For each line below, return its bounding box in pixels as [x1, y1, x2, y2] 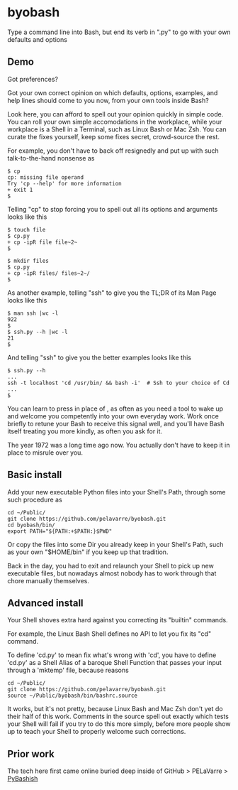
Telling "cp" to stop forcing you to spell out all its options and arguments [7, 205, 218, 213]
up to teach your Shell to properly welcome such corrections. [7, 727, 186, 736]
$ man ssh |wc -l [7, 310, 59, 317]
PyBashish [7, 774, 38, 783]
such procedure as [7, 495, 62, 504]
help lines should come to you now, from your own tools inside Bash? [7, 96, 209, 104]
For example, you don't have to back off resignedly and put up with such [7, 146, 220, 155]
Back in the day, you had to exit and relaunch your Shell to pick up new [7, 561, 214, 570]
